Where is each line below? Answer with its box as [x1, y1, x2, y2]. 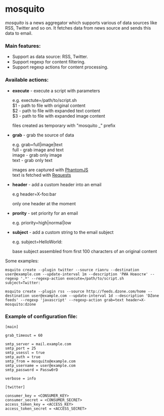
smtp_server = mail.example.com [5, 341, 71, 347]
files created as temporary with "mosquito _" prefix [12, 122, 116, 128]
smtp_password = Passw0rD [5, 367, 58, 372]
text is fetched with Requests [12, 172, 71, 178]
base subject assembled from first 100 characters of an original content [12, 248, 157, 254]
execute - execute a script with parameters [12, 88, 100, 94]
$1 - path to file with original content [12, 102, 86, 108]
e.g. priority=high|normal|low [12, 220, 72, 225]
